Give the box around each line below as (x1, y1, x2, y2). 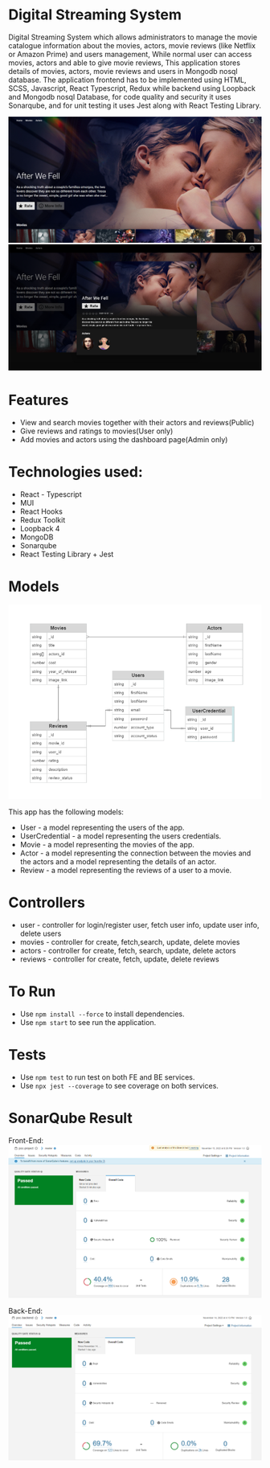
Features (8, 392, 69, 409)
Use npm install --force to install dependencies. (19, 1009, 185, 1019)
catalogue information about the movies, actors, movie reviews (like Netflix (8, 40, 256, 50)
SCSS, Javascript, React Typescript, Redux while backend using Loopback (8, 83, 256, 93)
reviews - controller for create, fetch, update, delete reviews (19, 954, 219, 964)
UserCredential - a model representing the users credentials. (19, 831, 222, 841)
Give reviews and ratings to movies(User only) (19, 426, 174, 436)
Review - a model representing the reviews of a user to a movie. (19, 866, 232, 875)
